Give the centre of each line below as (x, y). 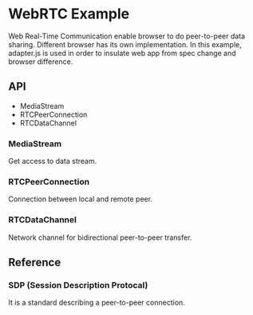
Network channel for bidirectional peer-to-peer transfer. (100, 237)
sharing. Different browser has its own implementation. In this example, (125, 44)
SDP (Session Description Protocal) (78, 285)
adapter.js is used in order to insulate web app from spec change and (123, 53)
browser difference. (41, 62)
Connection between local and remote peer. (81, 199)
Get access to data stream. (53, 161)
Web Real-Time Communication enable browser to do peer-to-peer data (127, 36)
